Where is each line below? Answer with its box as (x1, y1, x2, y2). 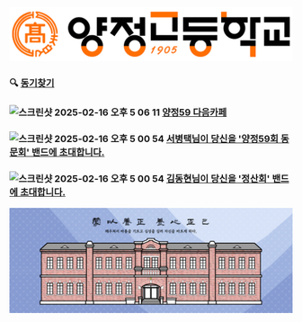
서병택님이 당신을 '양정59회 (165, 133, 279, 146)
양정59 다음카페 (161, 106, 227, 119)
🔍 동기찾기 (9, 77, 55, 90)
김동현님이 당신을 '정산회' (165, 173, 271, 185)
